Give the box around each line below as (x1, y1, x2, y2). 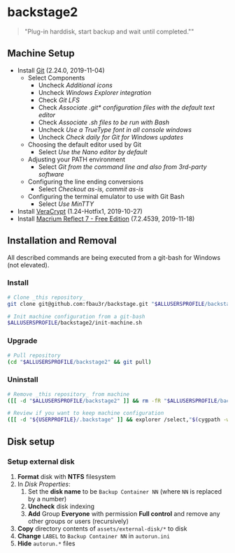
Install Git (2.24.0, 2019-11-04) (17, 66, 105, 74)
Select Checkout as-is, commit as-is (38, 184, 144, 193)
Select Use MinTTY (38, 200, 94, 208)
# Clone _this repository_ (7, 294, 86, 301)
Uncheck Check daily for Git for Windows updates (38, 133, 184, 141)
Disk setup (7, 436, 55, 448)
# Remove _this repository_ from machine (7, 390, 130, 398)
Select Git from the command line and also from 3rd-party (38, 162, 208, 171)
